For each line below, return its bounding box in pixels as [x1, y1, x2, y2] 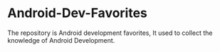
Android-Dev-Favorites [7, 5, 148, 21]
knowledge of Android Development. [7, 36, 115, 44]
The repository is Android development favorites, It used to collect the [7, 28, 213, 37]
